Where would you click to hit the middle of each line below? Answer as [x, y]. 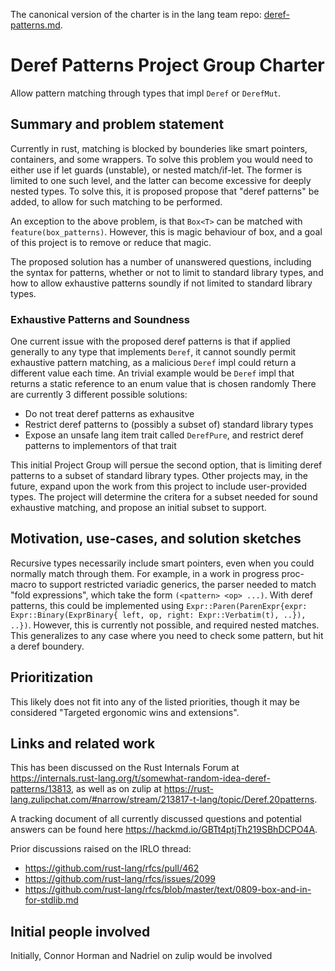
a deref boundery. [47, 646]
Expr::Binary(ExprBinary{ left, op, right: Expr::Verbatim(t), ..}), [158, 615]
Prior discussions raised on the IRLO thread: [101, 849]
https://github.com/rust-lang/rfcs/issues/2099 [120, 879]
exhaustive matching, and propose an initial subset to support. [138, 508]
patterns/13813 [41, 789]
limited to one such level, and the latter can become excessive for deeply [161, 180]
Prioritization [52, 677]
